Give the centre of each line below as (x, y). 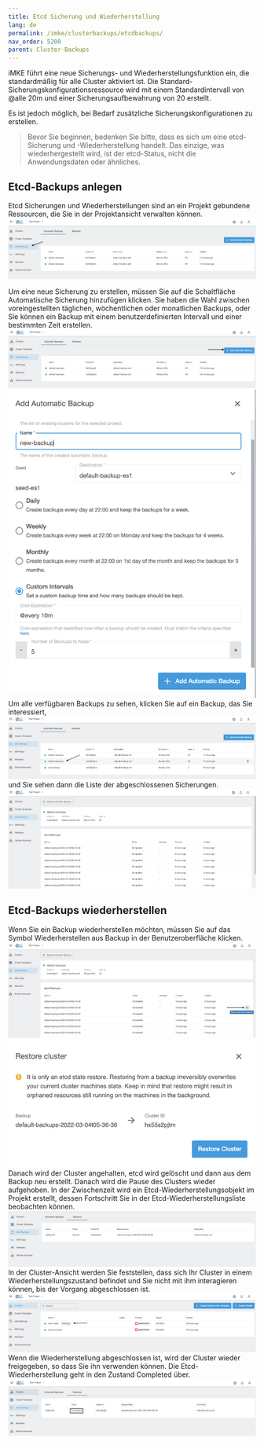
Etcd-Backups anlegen (65, 187)
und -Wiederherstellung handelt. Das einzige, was (143, 145)
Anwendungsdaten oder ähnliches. (84, 162)
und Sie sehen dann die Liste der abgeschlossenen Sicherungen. (113, 785)
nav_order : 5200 (35, 42)
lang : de (22, 25)
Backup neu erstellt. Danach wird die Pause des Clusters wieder (112, 1181)
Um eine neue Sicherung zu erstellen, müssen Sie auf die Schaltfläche (122, 292)
